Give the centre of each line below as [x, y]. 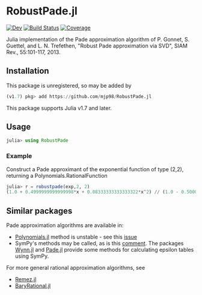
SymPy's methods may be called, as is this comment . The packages [99, 243]
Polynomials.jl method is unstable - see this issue [76, 237]
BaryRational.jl [33, 286]
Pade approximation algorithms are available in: [65, 225]
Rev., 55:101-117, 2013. [34, 52]
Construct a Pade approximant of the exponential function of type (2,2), [95, 169]
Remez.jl [26, 279]
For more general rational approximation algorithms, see [76, 268]
